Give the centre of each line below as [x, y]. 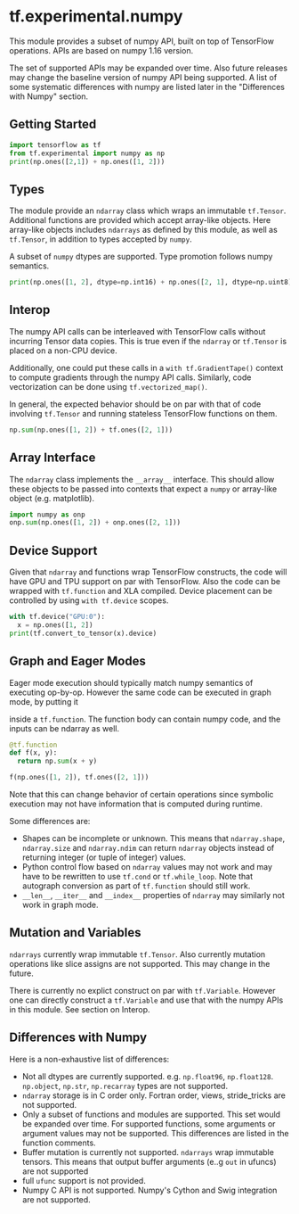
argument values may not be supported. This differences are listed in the [155, 1133]
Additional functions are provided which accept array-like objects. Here [140, 220]
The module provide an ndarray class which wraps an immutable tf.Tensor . [148, 211]
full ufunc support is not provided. [84, 1180]
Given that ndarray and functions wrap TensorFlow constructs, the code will [148, 572]
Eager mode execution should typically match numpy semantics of [131, 682]
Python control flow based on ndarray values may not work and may [147, 867]
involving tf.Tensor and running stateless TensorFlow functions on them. [143, 413]
